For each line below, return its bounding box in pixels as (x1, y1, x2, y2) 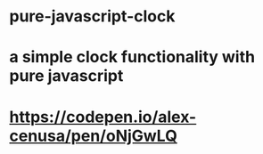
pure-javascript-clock (9, 6, 176, 27)
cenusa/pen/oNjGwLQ (9, 126, 178, 146)
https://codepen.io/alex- (9, 107, 197, 126)
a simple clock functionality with (9, 47, 256, 68)
